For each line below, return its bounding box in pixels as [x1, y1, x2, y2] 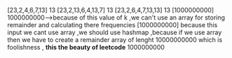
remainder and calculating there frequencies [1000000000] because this [7, 21, 218, 29]
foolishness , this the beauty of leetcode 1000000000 [7, 43, 165, 51]
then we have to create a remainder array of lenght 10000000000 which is [7, 36, 223, 44]
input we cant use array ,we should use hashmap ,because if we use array [7, 28, 222, 36]
